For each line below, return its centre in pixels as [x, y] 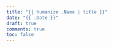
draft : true [21, 23]
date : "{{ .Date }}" [33, 18]
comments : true [26, 29]
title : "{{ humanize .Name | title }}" [57, 12]
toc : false [20, 35]
